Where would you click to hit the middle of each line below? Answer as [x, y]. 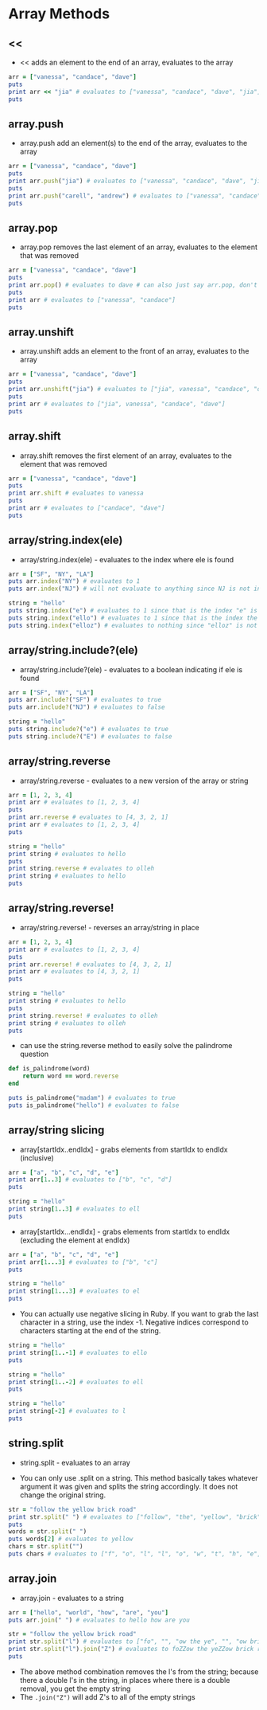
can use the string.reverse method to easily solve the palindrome [126, 1046]
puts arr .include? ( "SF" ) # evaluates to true [85, 700]
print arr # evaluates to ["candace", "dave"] [87, 508]
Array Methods [59, 14]
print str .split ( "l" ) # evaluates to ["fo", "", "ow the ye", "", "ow [128, 1642]
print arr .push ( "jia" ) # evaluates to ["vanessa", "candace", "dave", [128, 181]
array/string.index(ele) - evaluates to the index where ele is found [127, 559]
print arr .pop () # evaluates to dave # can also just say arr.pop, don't [133, 285]
